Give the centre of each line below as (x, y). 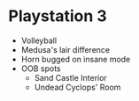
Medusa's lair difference (66, 49)
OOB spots (41, 69)
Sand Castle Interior (70, 77)
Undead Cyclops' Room (77, 87)
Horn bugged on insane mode (76, 59)
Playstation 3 (58, 16)
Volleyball (39, 40)
